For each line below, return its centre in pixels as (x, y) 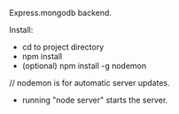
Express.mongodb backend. (61, 13)
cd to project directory (63, 47)
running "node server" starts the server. (95, 100)
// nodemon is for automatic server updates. (89, 83)
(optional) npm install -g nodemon (84, 66)
